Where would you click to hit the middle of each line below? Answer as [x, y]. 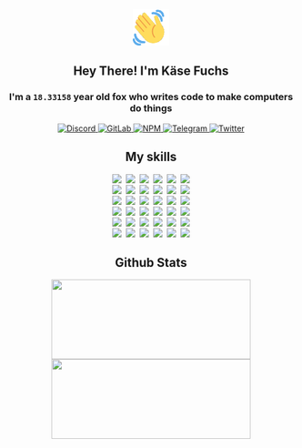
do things [151, 108]
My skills [151, 157]
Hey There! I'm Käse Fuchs [151, 71]
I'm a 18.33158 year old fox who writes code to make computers [151, 97]
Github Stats [151, 263]
